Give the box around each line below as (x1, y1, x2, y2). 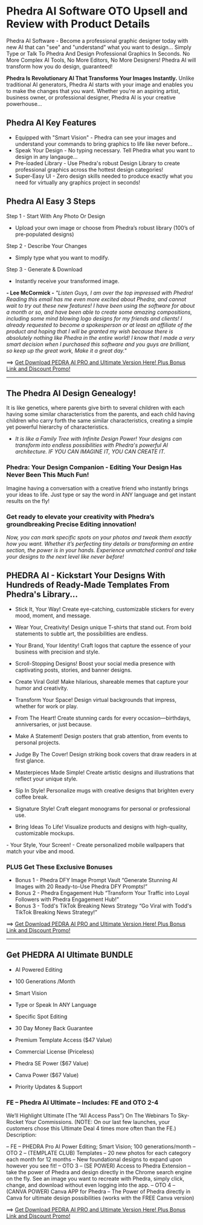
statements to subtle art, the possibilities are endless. (14, 630, 148, 637)
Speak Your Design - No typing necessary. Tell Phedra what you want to (14, 146, 195, 154)
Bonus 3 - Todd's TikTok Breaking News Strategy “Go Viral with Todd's (14, 902, 192, 909)
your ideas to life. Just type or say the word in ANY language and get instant (6, 491, 196, 498)
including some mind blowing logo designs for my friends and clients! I (6, 314, 182, 322)
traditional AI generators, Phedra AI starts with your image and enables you (6, 80, 193, 88)
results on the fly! (6, 497, 50, 504)
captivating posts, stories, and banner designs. (14, 666, 132, 674)
